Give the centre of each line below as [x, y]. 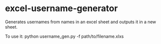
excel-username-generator [62, 8]
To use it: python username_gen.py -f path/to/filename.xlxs [64, 36]
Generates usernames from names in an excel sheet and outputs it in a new [81, 22]
